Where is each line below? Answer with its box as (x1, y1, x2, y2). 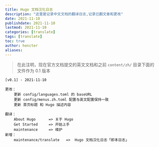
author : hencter (5, 43, 38, 48)
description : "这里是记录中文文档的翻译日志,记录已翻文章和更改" (5, 12, 124, 16)
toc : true (5, 39, 25, 44)
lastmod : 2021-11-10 (5, 25, 47, 30)
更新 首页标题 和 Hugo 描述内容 (14, 102, 71, 107)
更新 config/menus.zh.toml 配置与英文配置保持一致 (14, 97, 109, 102)
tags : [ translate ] (5, 34, 42, 39)
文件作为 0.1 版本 (17, 67, 51, 73)
